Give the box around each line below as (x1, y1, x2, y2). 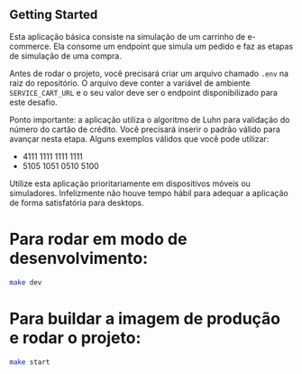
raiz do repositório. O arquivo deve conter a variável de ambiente (9, 77, 251, 89)
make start (9, 357, 50, 367)
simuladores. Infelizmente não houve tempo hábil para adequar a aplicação (9, 187, 288, 198)
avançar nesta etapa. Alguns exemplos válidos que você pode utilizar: (9, 133, 270, 144)
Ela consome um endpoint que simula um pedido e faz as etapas (53, 41, 294, 51)
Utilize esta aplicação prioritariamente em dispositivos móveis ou (9, 178, 251, 189)
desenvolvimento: (9, 248, 149, 268)
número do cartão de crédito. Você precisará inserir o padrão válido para (9, 124, 281, 135)
